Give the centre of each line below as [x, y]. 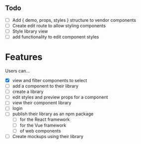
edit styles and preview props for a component [60, 97]
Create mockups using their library [48, 136]
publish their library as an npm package [53, 114]
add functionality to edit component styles [56, 37]
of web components [40, 131]
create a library [28, 92]
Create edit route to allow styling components [59, 25]
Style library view [30, 31]
